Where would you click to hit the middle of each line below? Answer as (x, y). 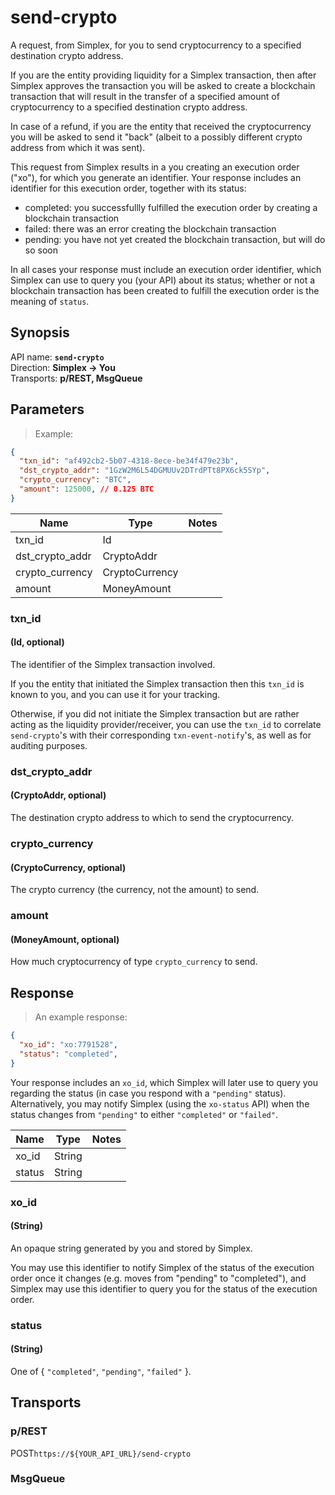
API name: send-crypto (57, 357)
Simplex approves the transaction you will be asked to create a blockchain (163, 85)
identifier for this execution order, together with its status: (128, 188)
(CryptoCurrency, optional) (68, 867)
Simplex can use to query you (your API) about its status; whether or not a (163, 280)
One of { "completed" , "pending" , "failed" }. (101, 1371)
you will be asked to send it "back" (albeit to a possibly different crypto (156, 137)
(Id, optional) (37, 642)
